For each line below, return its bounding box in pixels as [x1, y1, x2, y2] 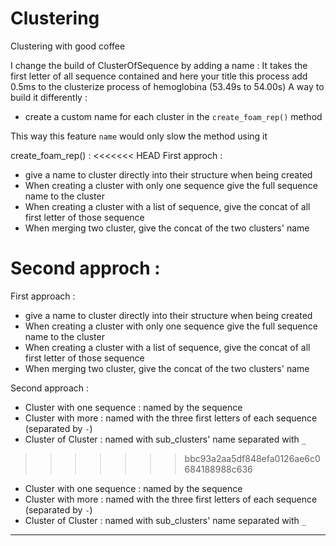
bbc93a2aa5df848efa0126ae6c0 [184, 452, 321, 464]
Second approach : [10, 382, 90, 394]
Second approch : [10, 257, 161, 280]
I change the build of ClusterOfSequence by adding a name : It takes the [10, 59, 308, 71]
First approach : [10, 290, 76, 302]
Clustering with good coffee [10, 40, 126, 52]
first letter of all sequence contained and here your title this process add [10, 70, 308, 82]
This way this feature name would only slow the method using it [10, 130, 268, 142]
